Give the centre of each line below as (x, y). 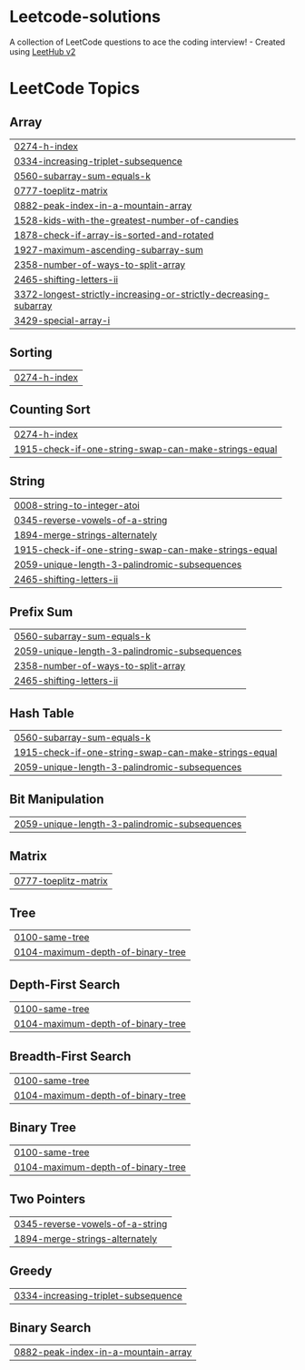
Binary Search (50, 1328)
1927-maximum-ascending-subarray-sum (109, 249)
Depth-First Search (65, 984)
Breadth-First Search (70, 1056)
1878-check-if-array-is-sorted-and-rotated (114, 235)
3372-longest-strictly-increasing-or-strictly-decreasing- (142, 294)
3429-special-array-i (62, 320)
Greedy (31, 1271)
